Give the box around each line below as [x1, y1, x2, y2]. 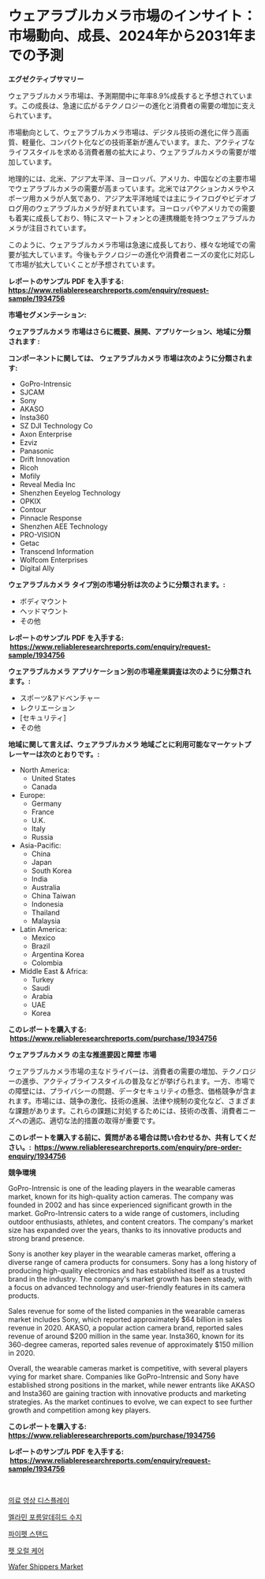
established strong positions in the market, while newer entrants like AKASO [8, 1380, 256, 1390]
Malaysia [31, 916, 61, 926]
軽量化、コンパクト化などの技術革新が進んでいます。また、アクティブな [21, 137, 256, 147]
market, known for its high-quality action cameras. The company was [8, 1192, 234, 1201]
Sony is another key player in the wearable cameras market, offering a [8, 1248, 237, 1259]
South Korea [31, 866, 73, 875]
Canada [31, 782, 58, 791]
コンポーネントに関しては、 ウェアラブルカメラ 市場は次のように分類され [8, 353, 246, 363]
